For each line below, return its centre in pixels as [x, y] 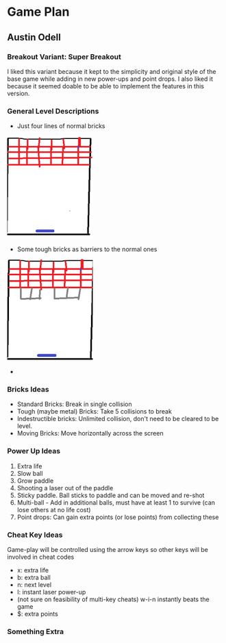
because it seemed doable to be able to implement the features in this [105, 86]
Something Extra [36, 631]
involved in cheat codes [41, 557]
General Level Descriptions [53, 111]
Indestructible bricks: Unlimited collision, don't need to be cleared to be [118, 419]
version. [18, 93]
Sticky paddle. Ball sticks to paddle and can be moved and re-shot [111, 495]
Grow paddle [35, 481]
